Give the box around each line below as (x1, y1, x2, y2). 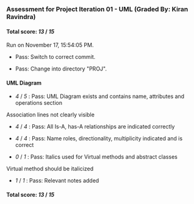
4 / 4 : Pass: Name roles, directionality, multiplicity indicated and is (15, 135, 183, 142)
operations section (15, 99, 63, 107)
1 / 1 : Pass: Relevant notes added (15, 177, 99, 184)
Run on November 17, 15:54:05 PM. (6, 42, 94, 49)
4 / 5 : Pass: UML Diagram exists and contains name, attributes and (15, 93, 185, 100)
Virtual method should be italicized (6, 165, 94, 173)
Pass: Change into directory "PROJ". (15, 65, 107, 72)
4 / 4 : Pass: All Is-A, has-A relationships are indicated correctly (15, 123, 175, 130)
